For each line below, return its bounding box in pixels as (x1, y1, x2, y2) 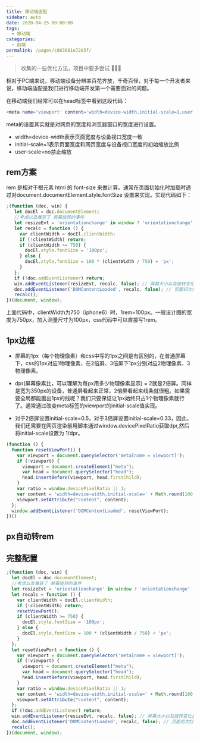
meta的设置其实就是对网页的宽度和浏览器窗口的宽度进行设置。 (6, 120, 160, 128)
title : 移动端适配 (6, 8, 48, 15)
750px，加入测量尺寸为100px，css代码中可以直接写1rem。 (16, 316, 161, 324)
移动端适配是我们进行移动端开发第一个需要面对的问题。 (16, 84, 152, 92)
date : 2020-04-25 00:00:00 (6, 20, 73, 26)
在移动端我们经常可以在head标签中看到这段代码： (6, 97, 129, 104)
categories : (6, 36, 36, 42)
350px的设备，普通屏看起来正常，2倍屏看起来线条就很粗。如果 (30, 387, 186, 394)
